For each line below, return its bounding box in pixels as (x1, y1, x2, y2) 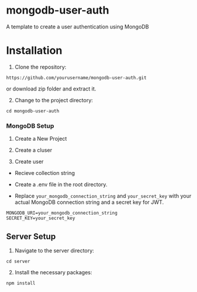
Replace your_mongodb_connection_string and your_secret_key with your (14, 193, 192, 200)
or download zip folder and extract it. (6, 85, 96, 92)
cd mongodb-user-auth (6, 108, 60, 114)
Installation (6, 44, 63, 57)
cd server (6, 258, 31, 264)
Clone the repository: (14, 63, 67, 70)
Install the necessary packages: (14, 268, 93, 275)
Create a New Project (14, 135, 67, 142)
